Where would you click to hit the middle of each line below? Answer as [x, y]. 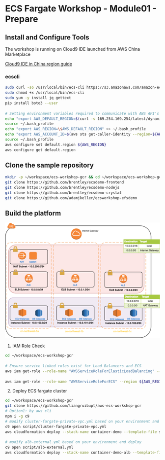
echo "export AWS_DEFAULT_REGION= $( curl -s [50, 119]
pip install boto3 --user [31, 103]
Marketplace [18, 54]
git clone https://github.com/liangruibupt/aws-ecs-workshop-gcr [73, 406]
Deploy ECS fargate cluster [40, 391]
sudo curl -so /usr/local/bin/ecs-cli [45, 88]
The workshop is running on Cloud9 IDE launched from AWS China [73, 49]
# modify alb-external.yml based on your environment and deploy [73, 442]
